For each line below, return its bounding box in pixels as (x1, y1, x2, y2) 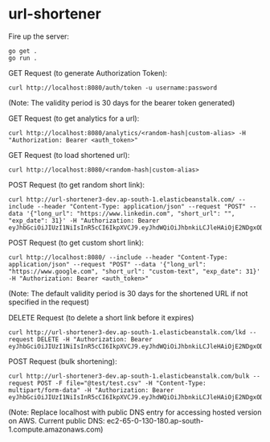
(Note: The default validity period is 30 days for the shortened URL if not (8, 288, 248, 298)
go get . (8, 47, 38, 55)
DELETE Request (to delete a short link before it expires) (8, 312, 194, 322)
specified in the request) (8, 297, 90, 307)
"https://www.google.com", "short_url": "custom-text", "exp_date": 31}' (8, 267, 261, 275)
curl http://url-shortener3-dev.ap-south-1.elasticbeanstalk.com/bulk (8, 372, 250, 380)
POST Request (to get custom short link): (8, 238, 145, 247)
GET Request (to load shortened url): (8, 150, 130, 159)
